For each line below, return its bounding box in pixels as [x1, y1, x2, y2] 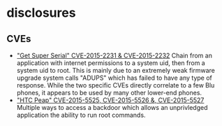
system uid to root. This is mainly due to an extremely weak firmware [16, 66, 216, 74]
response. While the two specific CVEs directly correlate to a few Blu [16, 81, 215, 89]
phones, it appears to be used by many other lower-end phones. [16, 89, 202, 97]
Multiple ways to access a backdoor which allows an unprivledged [16, 104, 208, 111]
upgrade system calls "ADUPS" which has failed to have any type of [16, 73, 212, 82]
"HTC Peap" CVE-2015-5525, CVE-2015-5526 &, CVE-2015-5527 [16, 96, 205, 104]
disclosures [6, 5, 76, 21]
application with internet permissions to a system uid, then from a [16, 59, 205, 67]
